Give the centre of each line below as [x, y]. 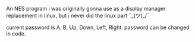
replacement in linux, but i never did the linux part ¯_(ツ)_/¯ [78, 15]
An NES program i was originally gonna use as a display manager [86, 9]
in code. [16, 34]
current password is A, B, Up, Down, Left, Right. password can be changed [98, 27]
